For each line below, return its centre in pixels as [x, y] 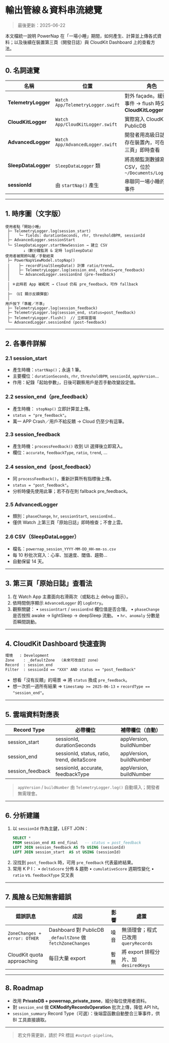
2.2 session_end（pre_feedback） [48, 397]
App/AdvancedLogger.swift [86, 144]
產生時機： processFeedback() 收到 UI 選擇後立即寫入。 [69, 446]
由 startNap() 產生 [77, 185]
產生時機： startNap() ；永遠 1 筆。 [48, 370]
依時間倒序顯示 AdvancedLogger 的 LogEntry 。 [59, 603]
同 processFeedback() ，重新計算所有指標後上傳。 [63, 479]
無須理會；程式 [139, 930]
